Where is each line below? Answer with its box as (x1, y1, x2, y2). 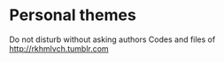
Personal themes (9, 5, 137, 25)
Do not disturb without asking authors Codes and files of (9, 34, 216, 45)
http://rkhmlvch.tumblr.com (9, 43, 109, 53)
